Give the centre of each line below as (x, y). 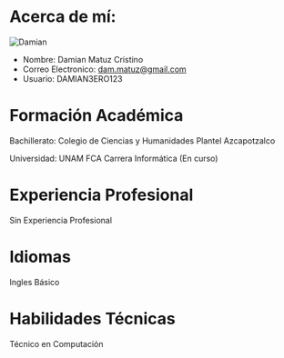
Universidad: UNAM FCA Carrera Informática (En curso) (114, 158)
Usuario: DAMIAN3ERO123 (72, 78)
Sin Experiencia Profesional (61, 220)
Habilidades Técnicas (92, 318)
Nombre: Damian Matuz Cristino (83, 59)
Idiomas (40, 257)
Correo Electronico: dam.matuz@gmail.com (104, 69)
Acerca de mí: (63, 17)
